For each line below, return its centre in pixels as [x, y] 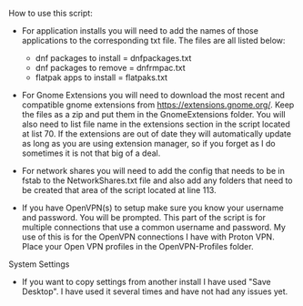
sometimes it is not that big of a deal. [91, 153]
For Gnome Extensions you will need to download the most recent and [153, 95]
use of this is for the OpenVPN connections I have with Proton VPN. [148, 237]
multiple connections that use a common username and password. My [153, 227]
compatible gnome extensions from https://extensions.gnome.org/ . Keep [158, 105]
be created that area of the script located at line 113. [119, 190]
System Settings [39, 264]
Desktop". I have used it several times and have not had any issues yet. [155, 291]
